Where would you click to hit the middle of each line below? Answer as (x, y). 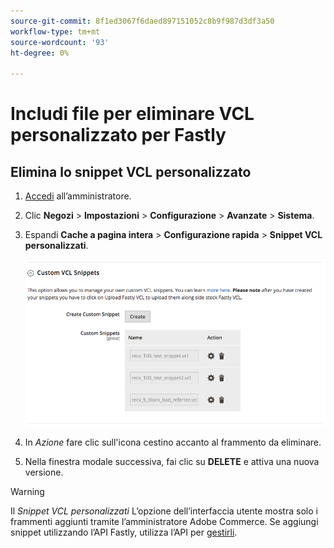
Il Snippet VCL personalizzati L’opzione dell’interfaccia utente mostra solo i (164, 511)
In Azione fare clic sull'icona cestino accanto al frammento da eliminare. (173, 442)
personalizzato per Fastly (118, 135)
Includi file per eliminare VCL (132, 114)
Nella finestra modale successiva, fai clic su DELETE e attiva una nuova (172, 462)
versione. (44, 472)
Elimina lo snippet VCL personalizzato (131, 171)
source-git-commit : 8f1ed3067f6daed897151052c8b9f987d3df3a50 (142, 21)
